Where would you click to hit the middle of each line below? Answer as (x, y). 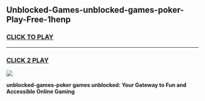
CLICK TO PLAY (30, 37)
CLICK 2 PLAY (27, 60)
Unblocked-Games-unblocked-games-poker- (95, 10)
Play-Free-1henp (39, 20)
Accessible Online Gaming (41, 91)
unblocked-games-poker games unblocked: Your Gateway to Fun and (96, 84)
